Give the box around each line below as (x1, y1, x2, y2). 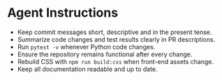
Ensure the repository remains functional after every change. (17, 50, 193, 58)
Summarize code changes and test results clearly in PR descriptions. (17, 35, 216, 43)
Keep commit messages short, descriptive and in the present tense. (17, 28, 212, 36)
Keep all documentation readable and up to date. (17, 65, 158, 73)
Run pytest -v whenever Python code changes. (17, 42, 156, 51)
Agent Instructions (7, 5, 119, 21)
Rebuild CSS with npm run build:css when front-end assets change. (17, 57, 214, 65)
